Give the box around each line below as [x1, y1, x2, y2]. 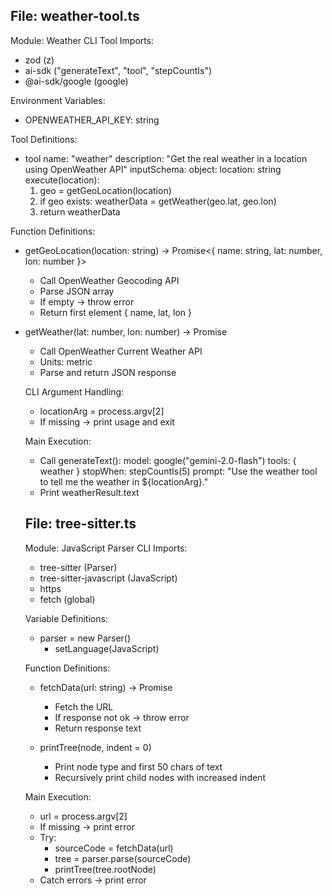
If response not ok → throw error [54, 711, 190, 723]
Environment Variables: [10, 94, 106, 106]
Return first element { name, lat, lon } [39, 306, 192, 318]
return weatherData [39, 205, 121, 218]
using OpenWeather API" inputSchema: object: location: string [24, 163, 282, 175]
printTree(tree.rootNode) [54, 863, 157, 875]
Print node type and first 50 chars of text [54, 760, 223, 773]
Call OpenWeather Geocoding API [39, 274, 180, 286]
